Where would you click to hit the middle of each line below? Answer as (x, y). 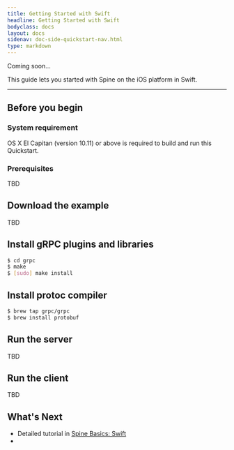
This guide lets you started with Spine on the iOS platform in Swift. (102, 80)
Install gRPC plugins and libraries (81, 245)
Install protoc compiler (57, 295)
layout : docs (26, 33)
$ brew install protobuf (43, 317)
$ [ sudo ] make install (40, 273)
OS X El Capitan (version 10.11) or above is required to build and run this (110, 143)
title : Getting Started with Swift (59, 14)
